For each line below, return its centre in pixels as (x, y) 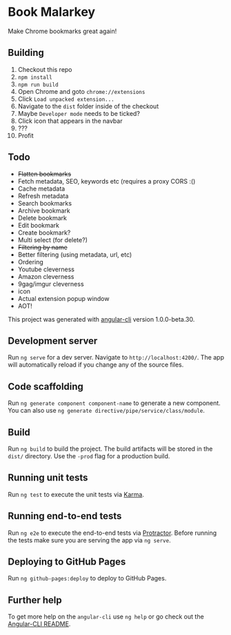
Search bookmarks (44, 203)
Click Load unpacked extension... (66, 99)
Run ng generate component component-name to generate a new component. (114, 403)
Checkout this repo (45, 69)
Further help (35, 600)
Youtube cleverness (46, 269)
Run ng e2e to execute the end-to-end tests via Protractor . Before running (112, 533)
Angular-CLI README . (39, 624)
